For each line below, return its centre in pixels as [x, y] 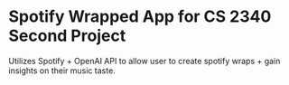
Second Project [67, 36]
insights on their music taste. [62, 71]
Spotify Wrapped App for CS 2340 [140, 17]
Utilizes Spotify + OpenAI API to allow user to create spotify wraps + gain [144, 61]
